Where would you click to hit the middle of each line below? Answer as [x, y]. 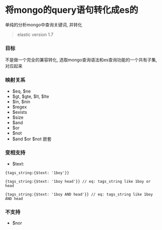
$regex [19, 107]
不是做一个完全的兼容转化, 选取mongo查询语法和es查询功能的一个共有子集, [81, 60]
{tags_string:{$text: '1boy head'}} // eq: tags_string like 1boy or [78, 181]
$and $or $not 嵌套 [32, 139]
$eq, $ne [21, 91]
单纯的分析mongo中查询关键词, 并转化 [44, 25]
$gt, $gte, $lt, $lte [31, 96]
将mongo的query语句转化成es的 [72, 10]
